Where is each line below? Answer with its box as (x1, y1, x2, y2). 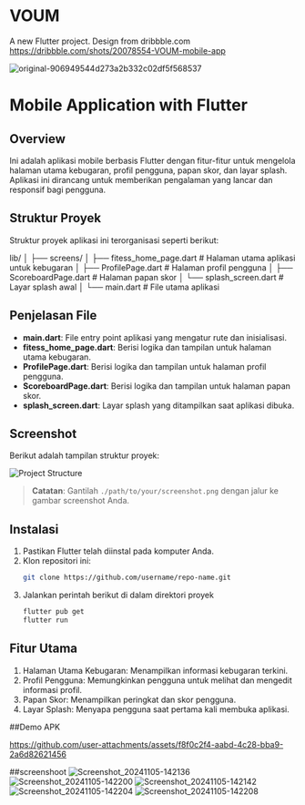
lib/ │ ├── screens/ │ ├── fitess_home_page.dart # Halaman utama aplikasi (9, 252, 296, 263)
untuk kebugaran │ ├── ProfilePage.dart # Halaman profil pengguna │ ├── (9, 261, 293, 273)
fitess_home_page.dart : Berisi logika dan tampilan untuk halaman (22, 341, 271, 352)
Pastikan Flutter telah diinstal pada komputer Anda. (22, 545, 214, 556)
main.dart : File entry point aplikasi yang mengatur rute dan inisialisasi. (22, 331, 287, 342)
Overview (9, 131, 66, 147)
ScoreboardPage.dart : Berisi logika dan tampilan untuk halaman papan (22, 380, 291, 392)
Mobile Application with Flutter (9, 95, 249, 116)
